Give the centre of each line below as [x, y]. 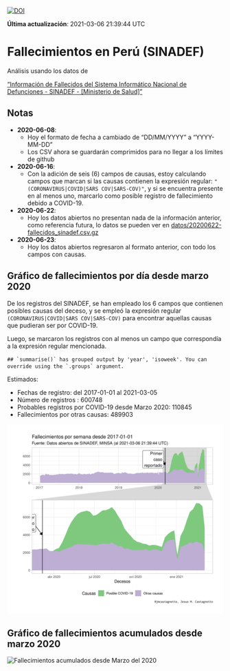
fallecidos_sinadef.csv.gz [63, 232]
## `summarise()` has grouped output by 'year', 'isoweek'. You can [107, 359]
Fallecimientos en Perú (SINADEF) [106, 52]
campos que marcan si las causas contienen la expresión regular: [120, 181]
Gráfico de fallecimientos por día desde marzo [108, 276]
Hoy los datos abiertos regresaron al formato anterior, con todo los [122, 247]
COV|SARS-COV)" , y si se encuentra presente [162, 188]
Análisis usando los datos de [47, 71]
